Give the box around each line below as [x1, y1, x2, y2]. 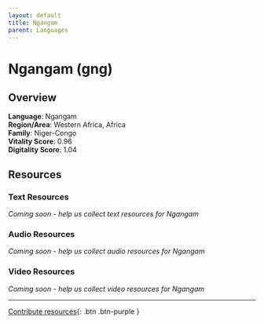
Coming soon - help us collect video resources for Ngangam [8, 284, 205, 293]
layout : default [8, 11, 61, 20]
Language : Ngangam [8, 111, 77, 122]
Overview [8, 91, 57, 104]
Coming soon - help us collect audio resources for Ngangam [8, 246, 206, 256]
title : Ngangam [8, 19, 58, 27]
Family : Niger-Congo [8, 129, 77, 138]
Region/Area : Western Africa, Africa [8, 120, 126, 129]
